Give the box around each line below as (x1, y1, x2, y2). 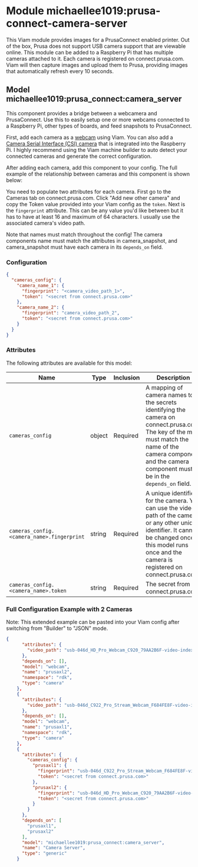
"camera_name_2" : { (16, 304, 65, 311)
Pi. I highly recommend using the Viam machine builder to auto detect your (6, 146, 187, 153)
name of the (145, 442, 179, 450)
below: (6, 176, 22, 184)
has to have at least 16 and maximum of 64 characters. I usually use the (6, 213, 180, 220)
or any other (145, 518, 180, 527)
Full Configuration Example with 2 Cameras (6, 605, 133, 613)
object (90, 431, 108, 440)
